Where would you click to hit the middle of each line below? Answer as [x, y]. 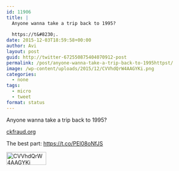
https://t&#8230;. [35, 35]
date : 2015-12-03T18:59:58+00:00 [49, 40]
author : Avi [21, 46]
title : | [17, 18]
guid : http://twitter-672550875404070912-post [67, 57]
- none [20, 80]
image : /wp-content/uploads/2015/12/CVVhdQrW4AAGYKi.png [80, 68]
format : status [26, 102]
